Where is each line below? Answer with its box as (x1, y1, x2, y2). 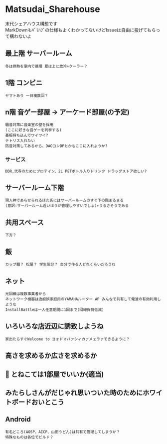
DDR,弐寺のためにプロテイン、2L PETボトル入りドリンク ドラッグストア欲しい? (5, 168, 147, 173)
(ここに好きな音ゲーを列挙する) (5, 127, 62, 133)
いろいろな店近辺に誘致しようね (5, 322, 104, 330)
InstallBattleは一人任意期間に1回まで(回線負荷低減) (5, 307, 104, 312)
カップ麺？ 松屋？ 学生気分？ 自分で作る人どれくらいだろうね (5, 262, 116, 267)
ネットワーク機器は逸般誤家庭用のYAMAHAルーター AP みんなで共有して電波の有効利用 (5, 296, 158, 301)
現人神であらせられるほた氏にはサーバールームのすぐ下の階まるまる (5, 198, 124, 203)
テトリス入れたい (5, 138, 35, 143)
